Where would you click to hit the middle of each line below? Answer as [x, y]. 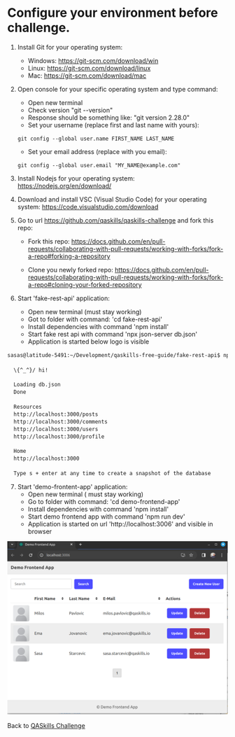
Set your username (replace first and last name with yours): [113, 125]
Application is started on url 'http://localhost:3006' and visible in [120, 524]
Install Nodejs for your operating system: [76, 178]
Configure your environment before [113, 13]
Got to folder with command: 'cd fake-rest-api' [95, 319]
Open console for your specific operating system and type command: [117, 89]
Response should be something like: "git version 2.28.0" [109, 118]
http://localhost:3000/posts [56, 414]
